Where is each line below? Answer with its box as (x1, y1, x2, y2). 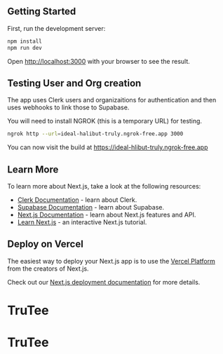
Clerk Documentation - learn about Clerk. (17, 196, 137, 204)
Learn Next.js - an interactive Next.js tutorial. (17, 218, 147, 226)
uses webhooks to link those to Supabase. (7, 103, 130, 111)
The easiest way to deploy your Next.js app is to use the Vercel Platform (7, 257, 216, 265)
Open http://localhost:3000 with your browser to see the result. (7, 57, 191, 65)
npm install (7, 38, 42, 45)
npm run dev (7, 44, 42, 51)
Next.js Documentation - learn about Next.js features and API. (17, 210, 196, 219)
